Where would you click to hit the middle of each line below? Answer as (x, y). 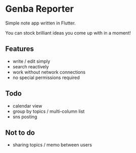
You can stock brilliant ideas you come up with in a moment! (68, 33)
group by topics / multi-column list (48, 111)
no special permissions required (46, 78)
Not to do (20, 132)
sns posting (25, 117)
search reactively (31, 66)
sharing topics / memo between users (52, 145)
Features (20, 49)
